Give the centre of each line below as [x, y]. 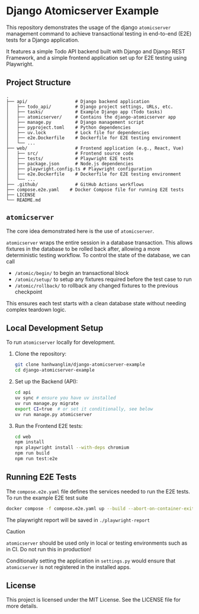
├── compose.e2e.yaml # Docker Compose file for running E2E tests [95, 190]
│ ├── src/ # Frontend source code [70, 153]
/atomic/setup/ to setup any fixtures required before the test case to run [103, 279]
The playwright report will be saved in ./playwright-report [78, 520]
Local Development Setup [55, 328]
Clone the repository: [41, 354]
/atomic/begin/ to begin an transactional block [72, 273]
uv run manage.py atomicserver [53, 414]
